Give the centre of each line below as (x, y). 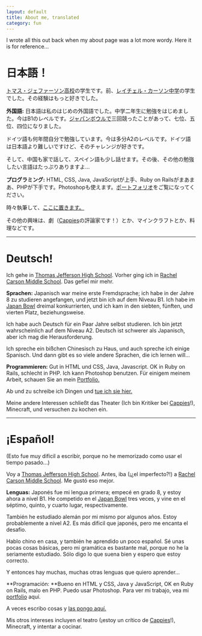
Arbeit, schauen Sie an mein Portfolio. (53, 380)
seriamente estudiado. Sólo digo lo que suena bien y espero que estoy (93, 554)
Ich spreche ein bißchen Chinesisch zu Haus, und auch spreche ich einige (98, 349)
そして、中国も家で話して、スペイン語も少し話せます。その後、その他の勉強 (100, 159)
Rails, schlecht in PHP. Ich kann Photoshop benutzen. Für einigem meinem (98, 373)
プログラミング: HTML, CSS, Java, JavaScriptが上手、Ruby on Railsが (93, 180)
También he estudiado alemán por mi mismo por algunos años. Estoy (92, 517)
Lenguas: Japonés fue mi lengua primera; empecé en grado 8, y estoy (94, 492)
